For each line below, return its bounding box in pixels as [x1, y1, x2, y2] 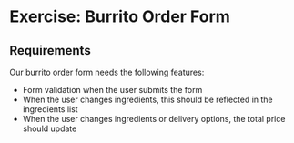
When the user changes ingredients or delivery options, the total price [22, 114, 286, 124]
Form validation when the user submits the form [22, 85, 203, 95]
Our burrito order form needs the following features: [9, 66, 205, 77]
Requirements [9, 43, 91, 58]
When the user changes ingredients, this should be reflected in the [22, 94, 273, 105]
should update [22, 123, 77, 134]
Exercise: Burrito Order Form [9, 6, 230, 27]
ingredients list [22, 104, 79, 115]
